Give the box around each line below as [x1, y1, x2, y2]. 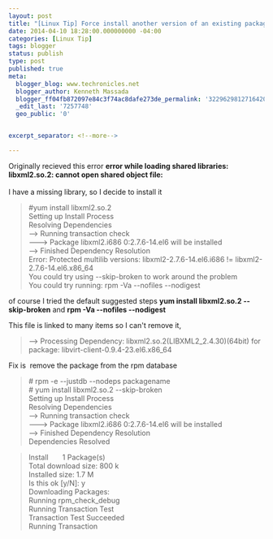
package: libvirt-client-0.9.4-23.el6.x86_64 [28, 344, 172, 354]
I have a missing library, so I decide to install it [8, 187, 162, 196]
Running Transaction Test [28, 504, 115, 514]
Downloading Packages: [28, 486, 110, 496]
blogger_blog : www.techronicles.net [15, 80, 140, 88]
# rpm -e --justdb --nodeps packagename [28, 376, 171, 386]
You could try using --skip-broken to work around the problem [28, 271, 238, 281]
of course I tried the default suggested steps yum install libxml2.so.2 [8, 295, 242, 305]
